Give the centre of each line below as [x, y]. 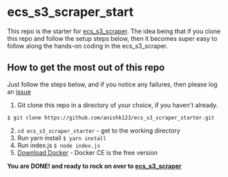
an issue [19, 91]
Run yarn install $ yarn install [62, 138]
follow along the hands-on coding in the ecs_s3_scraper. [88, 46]
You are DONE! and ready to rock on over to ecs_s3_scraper [94, 166]
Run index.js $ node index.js [59, 145]
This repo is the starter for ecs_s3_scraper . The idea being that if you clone [114, 31]
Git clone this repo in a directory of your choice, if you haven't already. [117, 105]
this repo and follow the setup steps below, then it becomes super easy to [112, 38]
